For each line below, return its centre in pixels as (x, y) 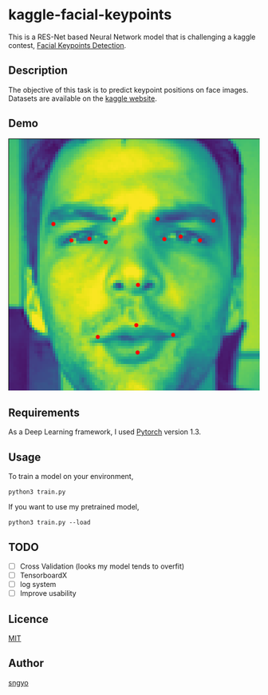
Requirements (44, 412)
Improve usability (48, 593)
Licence (29, 619)
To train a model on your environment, (71, 477)
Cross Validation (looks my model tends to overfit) (102, 566)
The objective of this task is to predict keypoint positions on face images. (128, 90)
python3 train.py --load (49, 523)
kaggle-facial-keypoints (90, 15)
